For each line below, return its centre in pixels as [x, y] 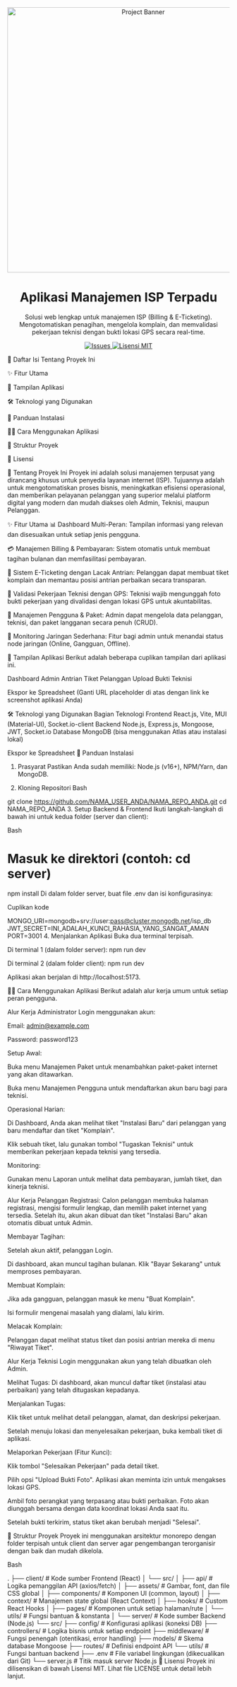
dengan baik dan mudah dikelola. [55, 1550]
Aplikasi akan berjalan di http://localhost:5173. [74, 977]
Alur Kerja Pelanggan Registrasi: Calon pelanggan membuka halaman [108, 1200]
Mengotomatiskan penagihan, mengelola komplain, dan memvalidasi [119, 324]
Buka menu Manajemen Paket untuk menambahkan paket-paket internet [113, 1067]
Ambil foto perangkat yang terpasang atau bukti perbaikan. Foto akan [108, 1501]
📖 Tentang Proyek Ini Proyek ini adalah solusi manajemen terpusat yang [111, 473]
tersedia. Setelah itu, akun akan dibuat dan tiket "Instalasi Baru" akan [108, 1215]
